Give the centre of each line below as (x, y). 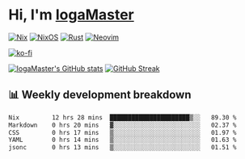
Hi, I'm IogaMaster (72, 15)
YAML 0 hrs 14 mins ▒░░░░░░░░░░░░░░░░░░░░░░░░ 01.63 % (122, 140)
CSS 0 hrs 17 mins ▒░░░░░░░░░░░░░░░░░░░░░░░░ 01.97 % (122, 132)
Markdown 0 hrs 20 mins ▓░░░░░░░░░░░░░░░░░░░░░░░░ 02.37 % (122, 125)
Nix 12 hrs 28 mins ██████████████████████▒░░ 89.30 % (122, 117)
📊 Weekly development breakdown (100, 95)
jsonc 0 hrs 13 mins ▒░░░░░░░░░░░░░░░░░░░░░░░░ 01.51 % (122, 148)
